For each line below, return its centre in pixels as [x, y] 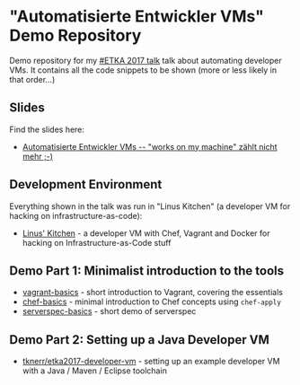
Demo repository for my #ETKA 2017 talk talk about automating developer [146, 60]
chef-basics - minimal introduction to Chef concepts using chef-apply [151, 302]
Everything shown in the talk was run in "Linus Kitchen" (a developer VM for [150, 206]
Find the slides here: [47, 129]
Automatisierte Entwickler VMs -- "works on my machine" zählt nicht [150, 146]
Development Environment [86, 184]
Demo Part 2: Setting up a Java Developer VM [139, 340]
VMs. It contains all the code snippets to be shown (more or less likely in [143, 70]
